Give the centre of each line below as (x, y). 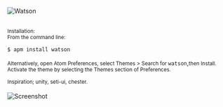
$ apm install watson (39, 50)
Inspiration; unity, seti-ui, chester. (47, 82)
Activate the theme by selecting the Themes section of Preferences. (89, 69)
